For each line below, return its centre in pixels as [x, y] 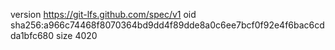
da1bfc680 [32, 35]
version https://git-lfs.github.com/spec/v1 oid [103, 14]
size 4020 [77, 35]
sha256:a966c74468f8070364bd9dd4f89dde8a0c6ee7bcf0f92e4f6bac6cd [167, 25]
